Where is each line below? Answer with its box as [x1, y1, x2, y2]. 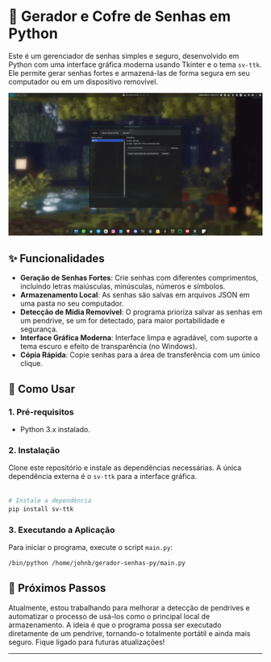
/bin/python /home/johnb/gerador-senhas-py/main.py [8, 560, 186, 568]
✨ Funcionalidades [8, 252, 105, 265]
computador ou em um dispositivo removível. [8, 77, 159, 86]
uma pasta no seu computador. [19, 298, 124, 309]
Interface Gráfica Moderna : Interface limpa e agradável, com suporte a [19, 333, 258, 343]
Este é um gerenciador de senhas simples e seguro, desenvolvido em [8, 51, 240, 60]
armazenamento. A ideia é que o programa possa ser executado [8, 620, 222, 630]
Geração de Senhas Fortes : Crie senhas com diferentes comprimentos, [19, 273, 259, 283]
